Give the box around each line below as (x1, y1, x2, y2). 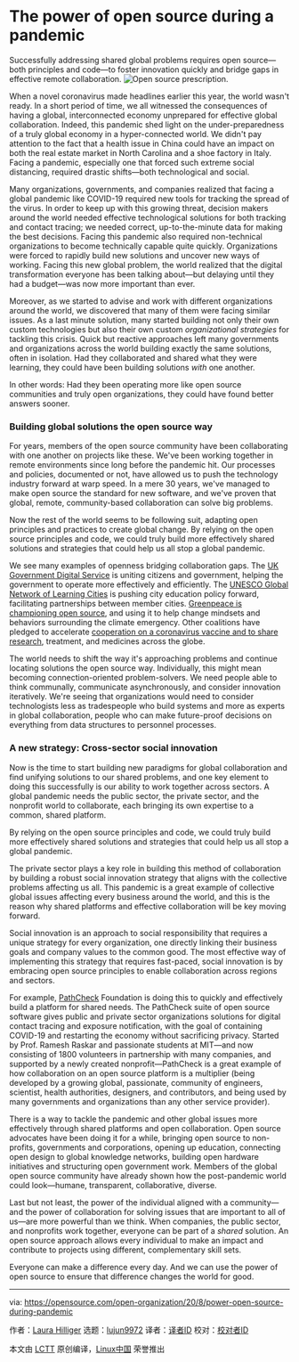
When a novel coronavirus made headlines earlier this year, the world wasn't (9, 91, 290, 102)
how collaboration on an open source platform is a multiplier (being (9, 1067, 255, 1079)
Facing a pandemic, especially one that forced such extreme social (9, 157, 255, 167)
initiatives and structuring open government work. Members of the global (9, 1161, 278, 1171)
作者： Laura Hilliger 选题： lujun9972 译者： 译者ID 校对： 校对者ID (9, 1325, 249, 1335)
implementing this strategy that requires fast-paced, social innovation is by (9, 956, 283, 966)
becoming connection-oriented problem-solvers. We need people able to (9, 673, 278, 683)
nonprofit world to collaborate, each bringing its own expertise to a (9, 800, 255, 811)
